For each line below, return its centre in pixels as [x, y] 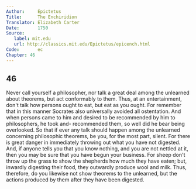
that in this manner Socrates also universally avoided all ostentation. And [94, 111]
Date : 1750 [27, 28]
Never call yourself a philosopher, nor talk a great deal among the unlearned [98, 93]
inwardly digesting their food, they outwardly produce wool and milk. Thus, [97, 167]
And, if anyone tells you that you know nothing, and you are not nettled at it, [97, 149]
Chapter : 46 [20, 55]
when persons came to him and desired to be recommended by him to [91, 118]
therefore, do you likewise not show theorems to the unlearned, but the [92, 174]
